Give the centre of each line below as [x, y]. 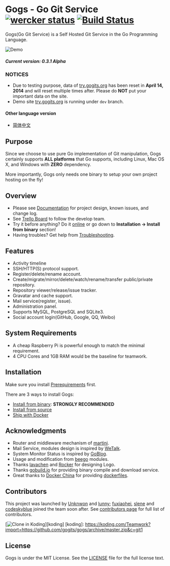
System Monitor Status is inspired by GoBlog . [60, 454]
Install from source [32, 410]
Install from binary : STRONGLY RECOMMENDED [63, 404]
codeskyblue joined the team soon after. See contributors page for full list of [85, 509]
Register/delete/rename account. [47, 274]
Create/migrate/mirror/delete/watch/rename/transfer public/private [83, 279]
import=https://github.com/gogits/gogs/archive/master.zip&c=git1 [74, 530]
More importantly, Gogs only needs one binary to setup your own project [81, 174]
